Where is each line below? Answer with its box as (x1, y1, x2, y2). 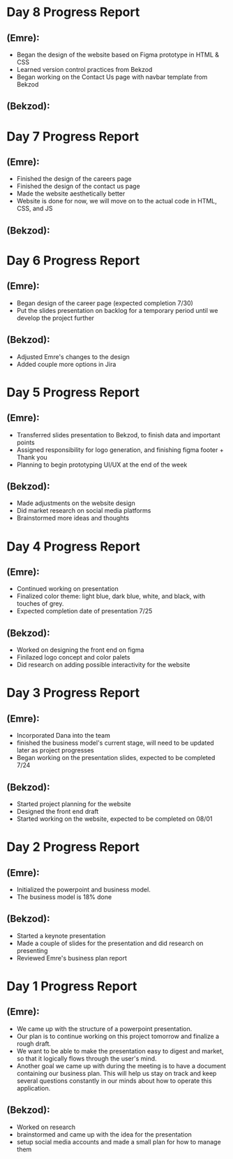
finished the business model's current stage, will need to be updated (16, 738, 214, 748)
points (16, 438, 36, 446)
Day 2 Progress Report (6, 839, 140, 855)
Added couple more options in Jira (16, 360, 116, 368)
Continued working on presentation (16, 585, 119, 593)
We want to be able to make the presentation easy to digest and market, (16, 1047, 224, 1055)
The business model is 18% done (16, 893, 112, 901)
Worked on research (16, 1123, 76, 1131)
